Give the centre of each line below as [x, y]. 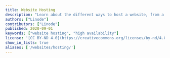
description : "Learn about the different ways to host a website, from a [85, 15]
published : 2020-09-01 [29, 29]
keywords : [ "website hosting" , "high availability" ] [62, 33]
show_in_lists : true [27, 43]
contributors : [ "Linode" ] [32, 24]
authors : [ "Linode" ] [27, 19]
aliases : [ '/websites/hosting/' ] [40, 47]
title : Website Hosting [30, 10]
